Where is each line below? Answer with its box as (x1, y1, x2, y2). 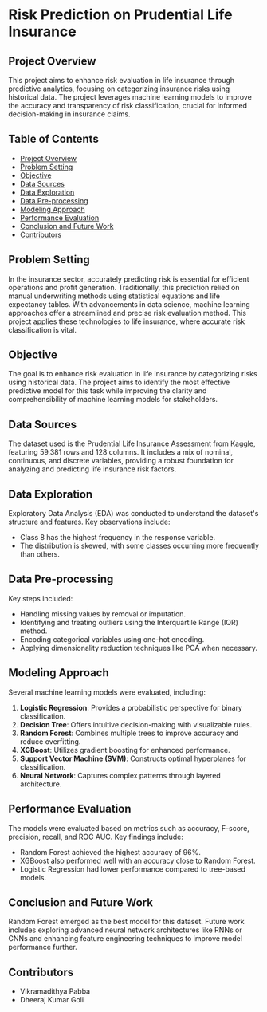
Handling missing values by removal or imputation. (19, 608, 186, 619)
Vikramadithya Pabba (19, 986, 90, 996)
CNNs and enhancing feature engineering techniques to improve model (8, 934, 243, 943)
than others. (19, 549, 60, 559)
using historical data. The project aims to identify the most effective (8, 377, 230, 388)
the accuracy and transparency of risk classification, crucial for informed (8, 101, 248, 110)
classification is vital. (8, 325, 77, 334)
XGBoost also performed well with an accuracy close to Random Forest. (19, 856, 257, 865)
